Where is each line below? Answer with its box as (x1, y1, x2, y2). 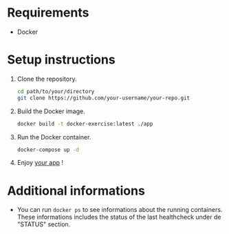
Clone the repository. (17, 75, 77, 83)
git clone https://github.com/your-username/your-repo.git (17, 95, 190, 101)
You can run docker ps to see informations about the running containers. (17, 206, 223, 214)
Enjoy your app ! (17, 159, 64, 167)
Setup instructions (7, 52, 116, 68)
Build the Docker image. (17, 107, 86, 115)
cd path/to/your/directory (17, 88, 95, 95)
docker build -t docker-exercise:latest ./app (17, 120, 153, 127)
